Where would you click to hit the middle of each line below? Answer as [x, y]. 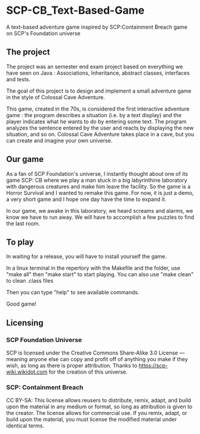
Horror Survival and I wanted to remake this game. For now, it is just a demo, [100, 192]
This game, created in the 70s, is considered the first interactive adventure [98, 109]
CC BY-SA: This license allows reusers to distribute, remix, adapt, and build [99, 401]
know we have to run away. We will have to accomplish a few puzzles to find [100, 217]
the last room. [23, 223]
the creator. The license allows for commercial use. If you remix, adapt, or [97, 413]
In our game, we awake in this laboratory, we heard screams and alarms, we [100, 210]
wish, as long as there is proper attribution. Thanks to [72, 366]
